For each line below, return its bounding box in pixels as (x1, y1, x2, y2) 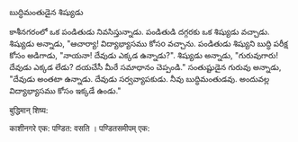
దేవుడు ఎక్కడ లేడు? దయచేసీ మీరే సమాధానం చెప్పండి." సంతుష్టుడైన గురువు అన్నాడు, (9, 62, 282, 72)
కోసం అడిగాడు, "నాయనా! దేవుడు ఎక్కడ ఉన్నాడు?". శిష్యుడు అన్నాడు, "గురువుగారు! (9, 50, 279, 60)
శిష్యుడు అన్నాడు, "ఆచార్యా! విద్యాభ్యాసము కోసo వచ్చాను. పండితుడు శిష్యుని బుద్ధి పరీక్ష (9, 39, 288, 49)
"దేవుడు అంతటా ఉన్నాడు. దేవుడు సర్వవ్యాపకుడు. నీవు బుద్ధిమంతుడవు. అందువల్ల (9, 74, 270, 84)
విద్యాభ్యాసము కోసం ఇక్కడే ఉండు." (9, 85, 122, 96)
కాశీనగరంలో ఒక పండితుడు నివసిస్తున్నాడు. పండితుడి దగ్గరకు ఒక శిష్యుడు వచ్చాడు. (9, 26, 270, 37)
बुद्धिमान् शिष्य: (9, 105, 49, 115)
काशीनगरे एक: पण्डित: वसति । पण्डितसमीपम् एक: (9, 123, 150, 133)
